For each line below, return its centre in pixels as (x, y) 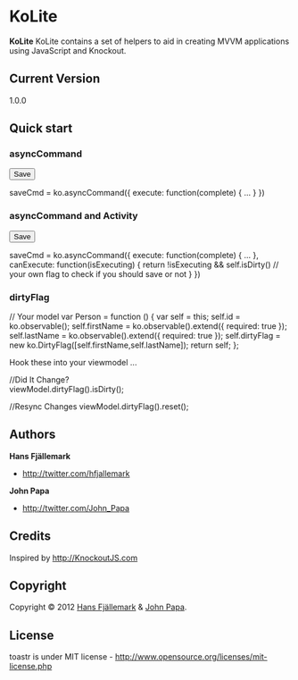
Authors (33, 435)
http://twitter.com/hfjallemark (76, 473)
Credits (30, 537)
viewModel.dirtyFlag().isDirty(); (67, 390)
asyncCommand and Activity (74, 216)
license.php (31, 667)
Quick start (41, 128)
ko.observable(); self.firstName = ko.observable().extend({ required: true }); (148, 326)
